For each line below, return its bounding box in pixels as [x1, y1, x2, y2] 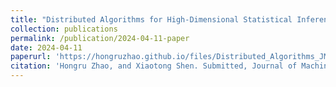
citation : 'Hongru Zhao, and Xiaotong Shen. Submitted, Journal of [10, 61, 298, 71]
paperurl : [10, 52, 52, 62]
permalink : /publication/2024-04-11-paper [10, 33, 190, 43]
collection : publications [10, 24, 118, 34]
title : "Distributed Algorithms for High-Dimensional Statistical [10, 14, 293, 25]
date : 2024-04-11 [10, 42, 83, 53]
